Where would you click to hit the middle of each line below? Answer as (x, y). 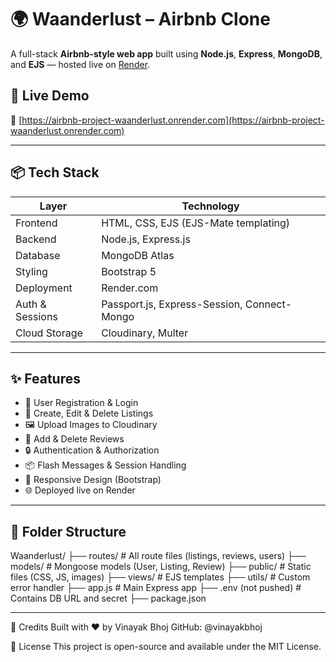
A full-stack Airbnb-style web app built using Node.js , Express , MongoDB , (166, 53)
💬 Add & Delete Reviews (74, 439)
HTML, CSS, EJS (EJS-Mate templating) (196, 223)
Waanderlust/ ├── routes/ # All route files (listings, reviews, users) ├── (158, 556)
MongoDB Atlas (138, 255)
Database (38, 255)
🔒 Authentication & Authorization (92, 450)
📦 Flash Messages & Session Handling (105, 465)
